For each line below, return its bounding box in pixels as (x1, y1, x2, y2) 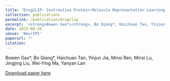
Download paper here (5, 70, 51, 76)
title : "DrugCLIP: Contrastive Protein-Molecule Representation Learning (5, 7, 165, 13)
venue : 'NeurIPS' (5, 31, 42, 36)
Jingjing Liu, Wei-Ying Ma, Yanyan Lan (5, 60, 86, 66)
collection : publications (5, 12, 60, 17)
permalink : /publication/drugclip (5, 17, 79, 22)
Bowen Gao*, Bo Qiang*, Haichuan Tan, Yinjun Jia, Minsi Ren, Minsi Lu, (5, 55, 153, 61)
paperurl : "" (5, 36, 33, 41)
